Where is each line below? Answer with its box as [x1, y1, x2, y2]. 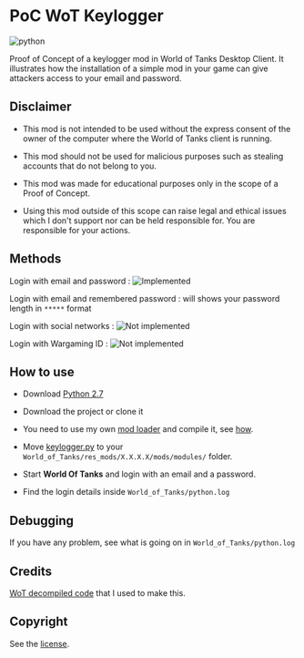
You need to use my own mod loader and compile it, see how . [22, 424, 254, 435]
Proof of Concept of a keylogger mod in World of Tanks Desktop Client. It [9, 53, 284, 64]
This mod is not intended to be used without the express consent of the [22, 123, 291, 134]
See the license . [9, 638, 70, 649]
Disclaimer [9, 99, 72, 115]
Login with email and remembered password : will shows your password [9, 293, 280, 303]
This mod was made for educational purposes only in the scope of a [22, 178, 279, 189]
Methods [9, 252, 62, 267]
